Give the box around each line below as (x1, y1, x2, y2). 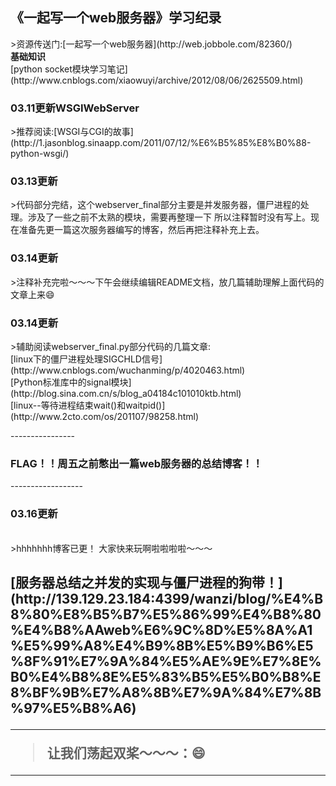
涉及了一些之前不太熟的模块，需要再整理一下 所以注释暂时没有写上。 (27, 211, 311, 223)
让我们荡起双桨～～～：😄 (46, 744, 206, 762)
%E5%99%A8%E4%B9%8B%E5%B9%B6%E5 (10, 637, 314, 654)
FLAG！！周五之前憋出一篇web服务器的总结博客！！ (10, 456, 263, 470)
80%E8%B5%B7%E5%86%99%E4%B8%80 (31, 606, 322, 623)
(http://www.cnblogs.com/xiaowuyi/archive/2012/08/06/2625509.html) (10, 74, 304, 86)
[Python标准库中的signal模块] (10, 376, 132, 388)
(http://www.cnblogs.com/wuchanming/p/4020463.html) (10, 364, 246, 376)
